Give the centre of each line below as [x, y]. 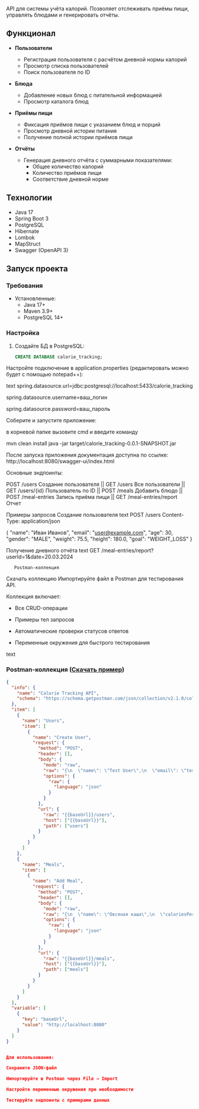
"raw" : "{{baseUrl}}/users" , [79, 815]
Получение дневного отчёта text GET [53, 551]
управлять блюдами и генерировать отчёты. [63, 15]
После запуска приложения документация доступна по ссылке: [87, 455]
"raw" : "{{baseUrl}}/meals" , [79, 959]
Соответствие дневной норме [70, 179]
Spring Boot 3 [32, 218]
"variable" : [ [29, 1008]
